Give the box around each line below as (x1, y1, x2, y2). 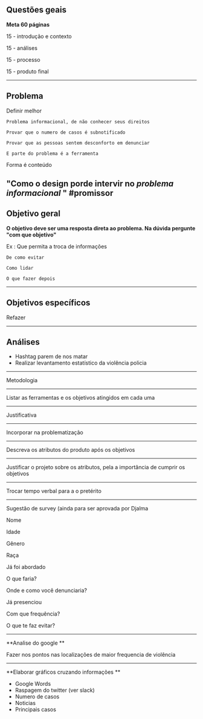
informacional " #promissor (6, 188, 114, 198)
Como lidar (6, 265, 34, 271)
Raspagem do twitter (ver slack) (14, 686, 95, 694)
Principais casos (14, 706, 56, 713)
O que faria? (6, 575, 37, 582)
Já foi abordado (6, 564, 46, 571)
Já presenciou (6, 599, 42, 606)
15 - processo (6, 56, 40, 63)
